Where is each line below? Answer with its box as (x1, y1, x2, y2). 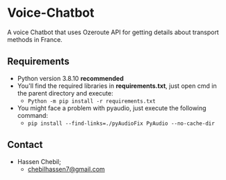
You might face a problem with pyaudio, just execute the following (17, 103, 207, 112)
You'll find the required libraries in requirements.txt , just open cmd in (17, 82, 217, 90)
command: (17, 111, 49, 119)
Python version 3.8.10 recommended (17, 74, 124, 82)
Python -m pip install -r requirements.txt (27, 98, 156, 105)
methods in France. (7, 35, 63, 43)
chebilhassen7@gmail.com (27, 165, 106, 173)
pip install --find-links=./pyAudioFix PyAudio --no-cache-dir (27, 120, 216, 127)
